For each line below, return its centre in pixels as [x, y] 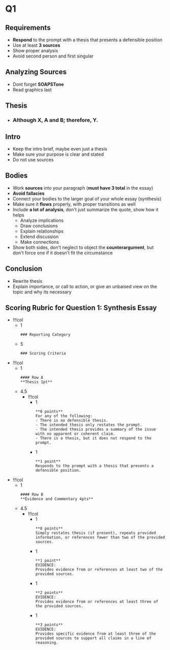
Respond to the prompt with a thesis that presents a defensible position [88, 40]
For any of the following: [64, 416]
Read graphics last [32, 90]
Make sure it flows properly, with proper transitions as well [74, 204]
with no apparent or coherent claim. [75, 434]
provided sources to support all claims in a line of [93, 638]
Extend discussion [39, 237]
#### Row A [32, 378]
